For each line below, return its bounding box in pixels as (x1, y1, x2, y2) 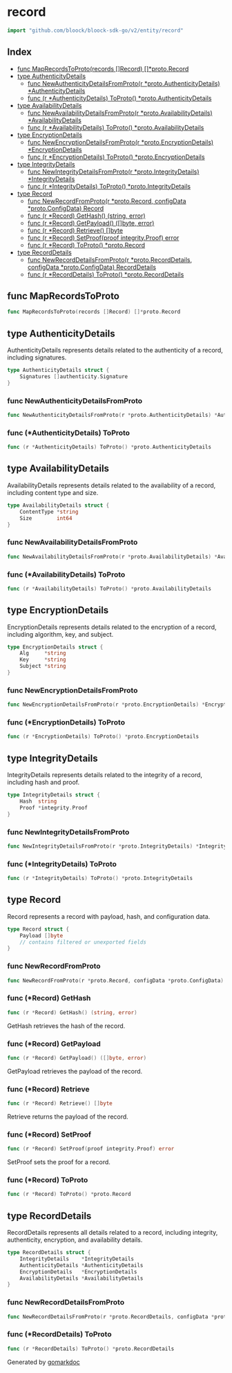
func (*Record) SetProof (7, 1130, 92, 1139)
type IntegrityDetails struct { (7, 792, 100, 798)
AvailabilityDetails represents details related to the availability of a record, (7, 481, 216, 489)
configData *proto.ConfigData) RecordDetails (27, 263, 157, 271)
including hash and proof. (7, 778, 80, 787)
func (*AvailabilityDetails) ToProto (7, 570, 126, 579)
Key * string (19, 656, 67, 664)
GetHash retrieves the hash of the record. (7, 1021, 126, 1030)
